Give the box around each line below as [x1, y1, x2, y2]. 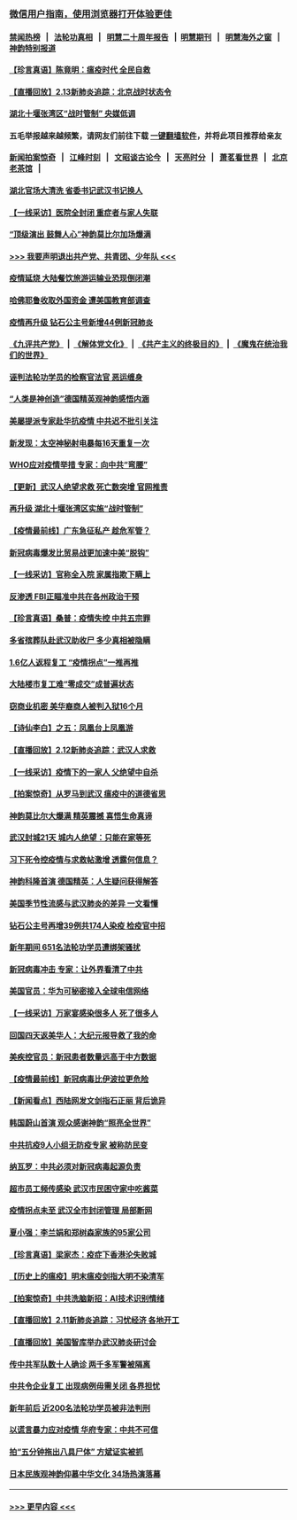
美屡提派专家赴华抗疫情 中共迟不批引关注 [9, 416, 159, 426]
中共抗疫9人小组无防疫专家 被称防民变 [9, 1139, 148, 1150]
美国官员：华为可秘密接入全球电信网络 [9, 986, 148, 996]
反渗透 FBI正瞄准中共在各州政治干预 [9, 591, 140, 602]
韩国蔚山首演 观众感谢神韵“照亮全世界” [9, 1118, 152, 1128]
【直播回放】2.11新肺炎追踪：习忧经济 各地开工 [9, 1314, 179, 1326]
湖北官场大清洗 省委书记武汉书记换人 [9, 185, 143, 196]
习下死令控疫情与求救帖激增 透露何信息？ [9, 854, 159, 865]
